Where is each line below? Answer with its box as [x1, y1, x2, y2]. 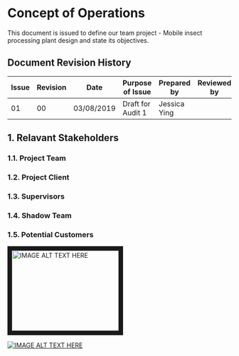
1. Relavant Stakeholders [7, 132, 119, 144]
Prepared [159, 78, 191, 88]
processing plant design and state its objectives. [7, 36, 149, 44]
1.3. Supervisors [7, 191, 65, 201]
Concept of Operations [7, 5, 146, 21]
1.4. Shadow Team [7, 210, 73, 220]
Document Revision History [7, 57, 132, 69]
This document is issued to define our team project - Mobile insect [7, 28, 203, 37]
